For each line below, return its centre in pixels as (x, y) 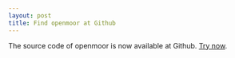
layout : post (30, 15)
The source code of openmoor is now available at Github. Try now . (118, 45)
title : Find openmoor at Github (62, 23)
